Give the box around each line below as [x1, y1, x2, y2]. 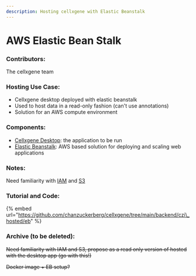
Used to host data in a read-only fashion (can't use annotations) [14, 102, 169, 109]
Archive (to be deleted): [6, 233, 75, 241]
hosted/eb [6, 218, 31, 225]
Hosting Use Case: [6, 83, 60, 91]
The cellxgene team [6, 68, 54, 75]
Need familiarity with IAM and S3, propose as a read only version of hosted [6, 245, 187, 253]
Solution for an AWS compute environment [14, 109, 118, 116]
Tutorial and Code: [6, 191, 60, 200]
